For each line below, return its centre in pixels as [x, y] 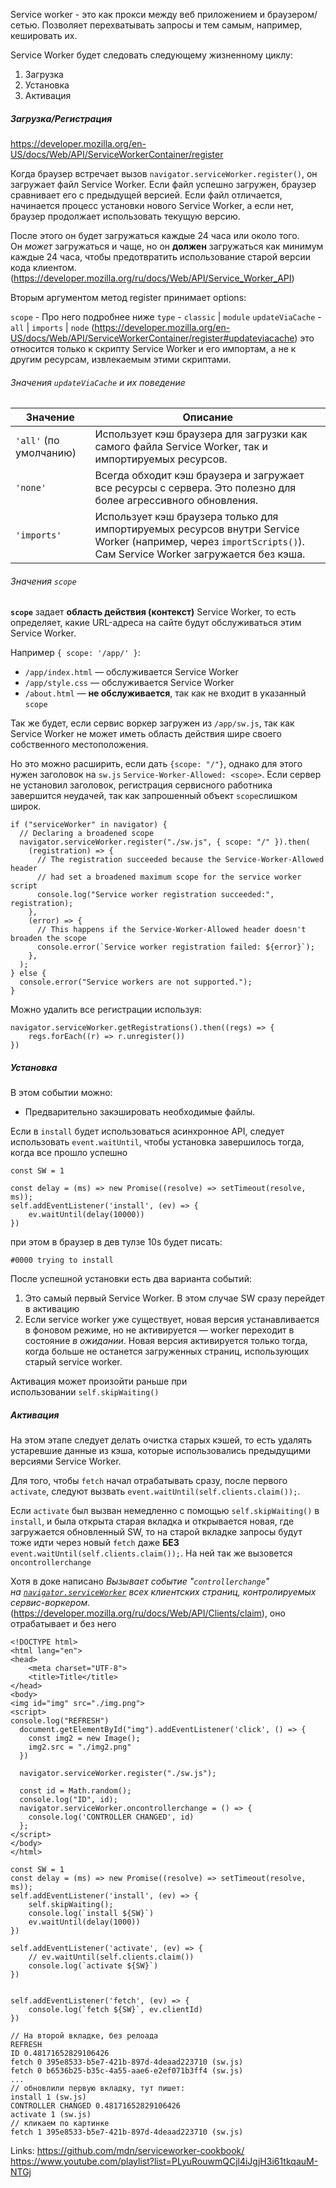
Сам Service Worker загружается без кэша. [200, 554]
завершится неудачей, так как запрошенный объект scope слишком [154, 796]
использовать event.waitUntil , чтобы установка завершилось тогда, [157, 1142]
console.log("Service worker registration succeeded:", [155, 895]
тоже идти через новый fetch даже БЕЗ [95, 1543]
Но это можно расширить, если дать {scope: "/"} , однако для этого [156, 764]
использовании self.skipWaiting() [85, 1392]
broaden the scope [48, 939]
